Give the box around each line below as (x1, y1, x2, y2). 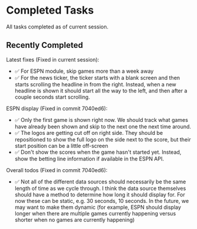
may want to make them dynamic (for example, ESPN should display (14, 204, 182, 211)
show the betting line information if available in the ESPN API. (14, 155, 164, 162)
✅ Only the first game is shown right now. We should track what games (14, 116, 188, 123)
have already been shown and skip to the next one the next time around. (14, 122, 191, 130)
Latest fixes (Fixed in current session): (6, 56, 99, 63)
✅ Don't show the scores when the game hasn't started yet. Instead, (14, 149, 182, 156)
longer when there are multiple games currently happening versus (14, 209, 176, 217)
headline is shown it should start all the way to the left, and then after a (14, 87, 188, 94)
